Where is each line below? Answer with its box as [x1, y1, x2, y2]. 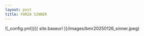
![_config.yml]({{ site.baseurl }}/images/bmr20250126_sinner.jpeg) [5, 25, 140, 31]
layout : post [5, 7, 32, 12]
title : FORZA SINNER [5, 12, 48, 17]
